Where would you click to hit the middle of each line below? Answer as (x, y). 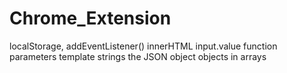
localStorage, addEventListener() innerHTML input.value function (143, 46)
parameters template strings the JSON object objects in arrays (138, 56)
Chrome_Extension (90, 18)
